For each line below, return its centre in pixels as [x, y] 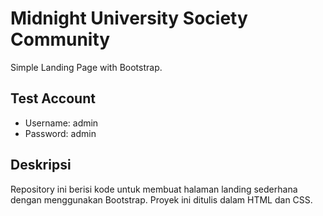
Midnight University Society [129, 18]
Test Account [53, 98]
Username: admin [61, 123]
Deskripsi [41, 165]
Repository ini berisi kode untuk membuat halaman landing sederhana [154, 189]
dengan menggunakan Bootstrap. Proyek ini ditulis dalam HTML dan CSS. [161, 199]
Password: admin [60, 133]
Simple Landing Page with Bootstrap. [86, 67]
